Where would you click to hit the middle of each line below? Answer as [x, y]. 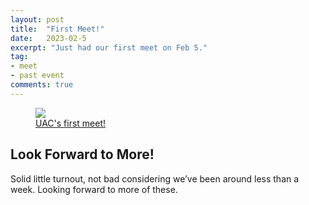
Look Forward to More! [82, 154]
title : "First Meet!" [57, 29]
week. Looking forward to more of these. [94, 189]
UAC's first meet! [71, 123]
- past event [37, 76]
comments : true [42, 85]
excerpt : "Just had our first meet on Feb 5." [109, 47]
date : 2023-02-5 [48, 38]
